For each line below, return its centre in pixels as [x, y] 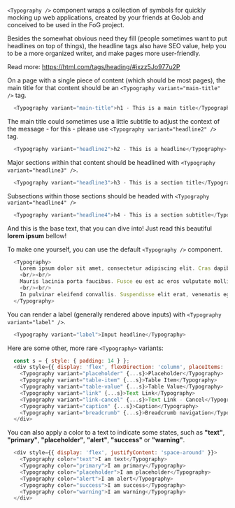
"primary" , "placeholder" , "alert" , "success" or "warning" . [96, 440]
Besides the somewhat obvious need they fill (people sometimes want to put [117, 38]
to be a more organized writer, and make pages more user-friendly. [104, 53]
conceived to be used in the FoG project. [66, 25]
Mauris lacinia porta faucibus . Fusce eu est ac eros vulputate [115, 282]
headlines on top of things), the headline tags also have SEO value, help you [117, 46]
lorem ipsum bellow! [37, 235]
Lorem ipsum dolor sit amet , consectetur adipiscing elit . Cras [115, 268]
